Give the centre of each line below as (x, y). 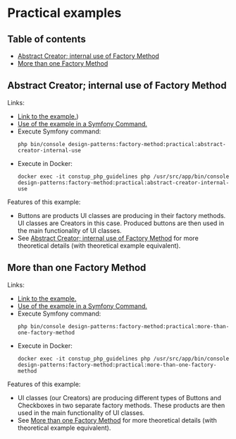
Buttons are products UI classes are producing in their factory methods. (122, 215)
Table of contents (46, 39)
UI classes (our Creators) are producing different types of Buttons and (119, 397)
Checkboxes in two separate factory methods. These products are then (121, 405)
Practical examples (64, 13)
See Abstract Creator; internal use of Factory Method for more (108, 238)
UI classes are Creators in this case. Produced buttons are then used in (120, 223)
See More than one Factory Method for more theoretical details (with (117, 420)
